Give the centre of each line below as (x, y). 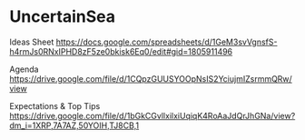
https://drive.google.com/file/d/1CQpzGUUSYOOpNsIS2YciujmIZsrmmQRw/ (151, 78)
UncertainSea (63, 17)
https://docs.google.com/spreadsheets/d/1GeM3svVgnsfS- (167, 42)
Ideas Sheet (32, 42)
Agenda (24, 69)
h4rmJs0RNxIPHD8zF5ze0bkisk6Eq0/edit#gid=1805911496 (121, 51)
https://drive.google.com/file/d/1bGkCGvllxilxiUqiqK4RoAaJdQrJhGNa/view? (152, 115)
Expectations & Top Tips (55, 105)
